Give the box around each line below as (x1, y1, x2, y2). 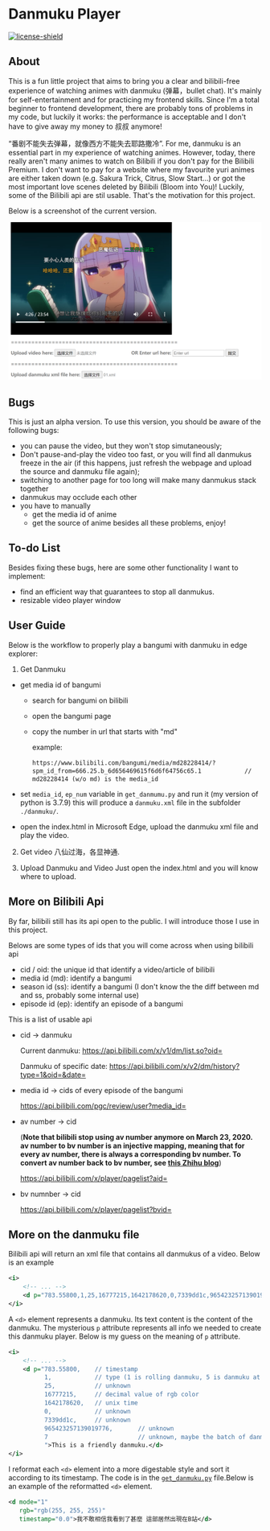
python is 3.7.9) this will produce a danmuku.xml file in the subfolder (19, 798, 241, 807)
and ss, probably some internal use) (19, 990, 139, 1000)
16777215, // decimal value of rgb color (43, 1390, 199, 1399)
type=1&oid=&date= (19, 1070, 87, 1079)
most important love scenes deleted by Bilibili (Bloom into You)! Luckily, (8, 182, 245, 192)
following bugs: (8, 426, 59, 435)
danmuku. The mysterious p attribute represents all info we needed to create (8, 1323, 262, 1332)
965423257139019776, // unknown (43, 1424, 174, 1433)
